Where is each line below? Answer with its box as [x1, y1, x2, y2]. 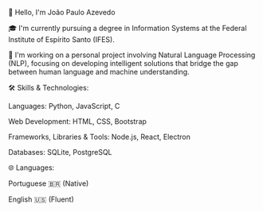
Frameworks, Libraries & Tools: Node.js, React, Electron [8, 132, 191, 141]
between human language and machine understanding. [8, 67, 190, 76]
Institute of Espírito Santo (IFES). [8, 35, 116, 44]
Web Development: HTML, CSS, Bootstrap [8, 117, 147, 126]
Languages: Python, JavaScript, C [8, 102, 120, 110]
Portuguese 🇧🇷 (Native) [8, 179, 89, 188]
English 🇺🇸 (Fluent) [8, 195, 74, 204]
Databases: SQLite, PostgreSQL [8, 148, 113, 156]
